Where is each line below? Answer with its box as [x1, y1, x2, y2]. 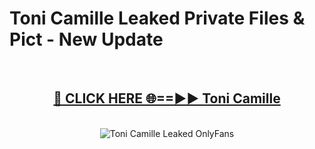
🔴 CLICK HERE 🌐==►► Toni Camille [53, 90, 281, 107]
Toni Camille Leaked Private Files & [9, 7, 306, 30]
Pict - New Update [9, 28, 164, 51]
